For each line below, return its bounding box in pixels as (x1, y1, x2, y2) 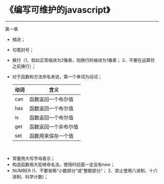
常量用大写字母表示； (12, 155, 55, 161)
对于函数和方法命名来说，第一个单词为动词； (12, 74, 102, 80)
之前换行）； (12, 63, 36, 69)
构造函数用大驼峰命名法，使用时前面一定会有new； (12, 162, 115, 167)
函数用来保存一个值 (29, 132, 74, 139)
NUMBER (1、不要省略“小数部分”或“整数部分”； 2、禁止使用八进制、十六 (12, 167, 158, 173)
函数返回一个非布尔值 (29, 123, 79, 130)
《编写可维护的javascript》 (5, 4, 111, 16)
